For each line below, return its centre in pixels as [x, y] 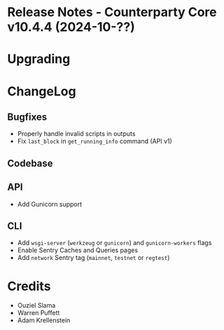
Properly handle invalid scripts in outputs [76, 134]
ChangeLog [42, 91]
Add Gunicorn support [50, 204]
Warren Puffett [38, 313]
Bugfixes [27, 117]
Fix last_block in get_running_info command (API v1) [95, 142]
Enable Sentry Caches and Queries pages [78, 250]
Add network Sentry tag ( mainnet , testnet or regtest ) [93, 258]
